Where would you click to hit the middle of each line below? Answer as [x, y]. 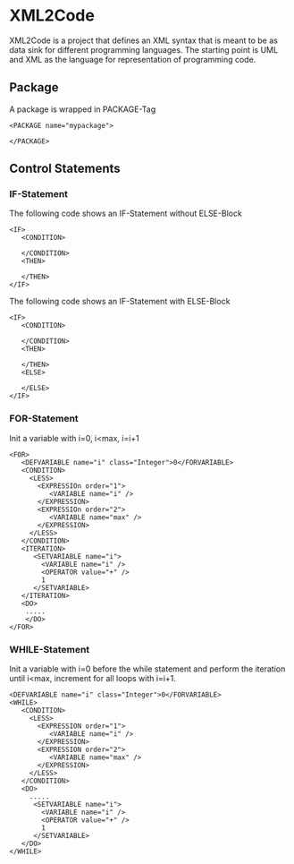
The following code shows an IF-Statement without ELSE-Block [126, 214]
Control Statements [65, 169]
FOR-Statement [44, 419]
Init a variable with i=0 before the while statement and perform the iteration [147, 669]
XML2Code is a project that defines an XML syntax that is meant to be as [144, 40]
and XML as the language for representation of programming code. [133, 59]
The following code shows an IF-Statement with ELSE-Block [120, 302]
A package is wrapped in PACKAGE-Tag [83, 109]
